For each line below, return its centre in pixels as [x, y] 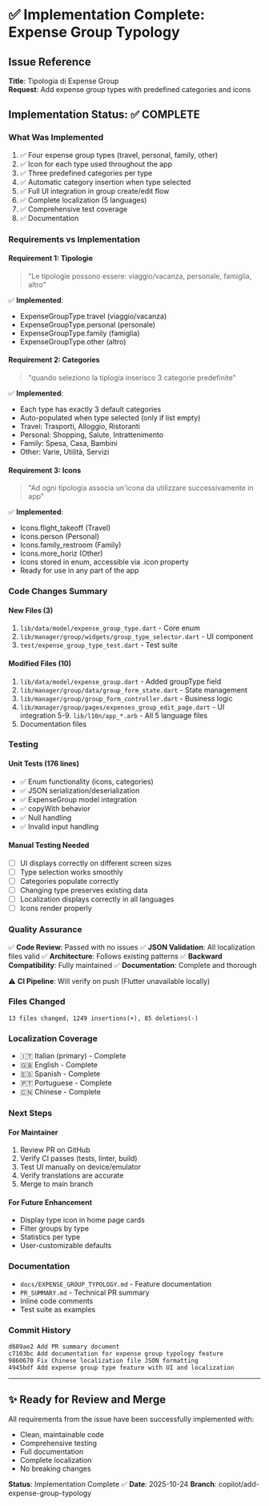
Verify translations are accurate [72, 1175]
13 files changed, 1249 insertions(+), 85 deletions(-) [103, 1018]
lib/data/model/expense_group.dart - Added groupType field [120, 681]
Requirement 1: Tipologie [51, 259]
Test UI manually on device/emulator [80, 1167]
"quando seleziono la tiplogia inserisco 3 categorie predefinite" [132, 378]
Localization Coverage [53, 1038]
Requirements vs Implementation [74, 239]
